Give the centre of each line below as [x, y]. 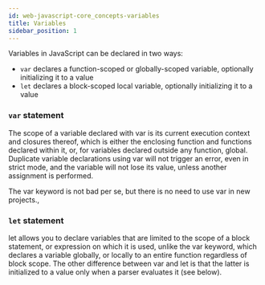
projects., [24, 199]
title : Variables [37, 23]
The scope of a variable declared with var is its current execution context [129, 132]
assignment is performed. [51, 175]
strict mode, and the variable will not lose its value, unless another [118, 167]
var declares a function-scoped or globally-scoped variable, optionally [137, 69]
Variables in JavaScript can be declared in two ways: [96, 54]
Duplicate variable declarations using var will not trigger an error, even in [128, 158]
